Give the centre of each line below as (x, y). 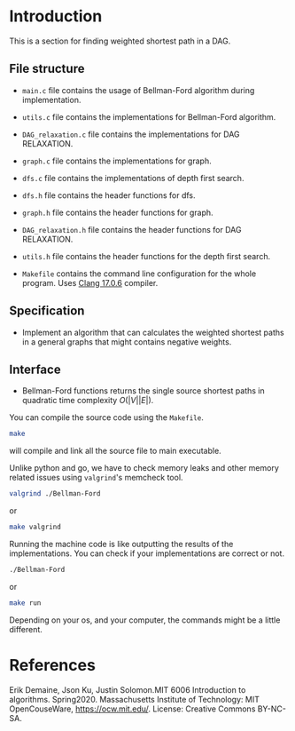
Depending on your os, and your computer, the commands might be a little (145, 620)
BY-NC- (272, 709)
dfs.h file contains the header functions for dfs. (109, 195)
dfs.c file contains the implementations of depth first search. (133, 178)
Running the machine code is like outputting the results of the (121, 544)
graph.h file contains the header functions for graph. (118, 212)
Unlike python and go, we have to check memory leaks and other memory (144, 468)
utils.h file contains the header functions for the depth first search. (146, 256)
